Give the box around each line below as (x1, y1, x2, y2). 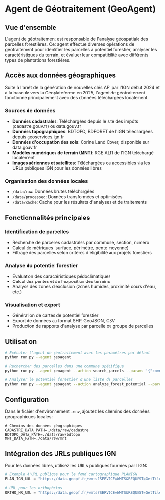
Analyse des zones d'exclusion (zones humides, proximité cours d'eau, (12, 284, 156, 290)
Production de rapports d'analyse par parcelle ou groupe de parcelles (12, 323, 154, 329)
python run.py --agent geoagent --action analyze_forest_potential (5, 381, 146, 387)
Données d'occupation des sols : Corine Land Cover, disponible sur (12, 139, 150, 145)
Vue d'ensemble (5, 23, 56, 31)
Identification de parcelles (5, 228, 69, 235)
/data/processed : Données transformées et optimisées (12, 194, 123, 200)
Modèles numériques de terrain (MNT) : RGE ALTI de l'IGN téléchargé (12, 150, 154, 156)
